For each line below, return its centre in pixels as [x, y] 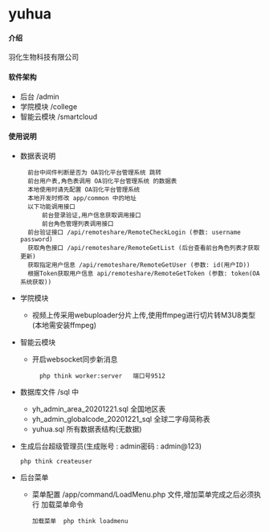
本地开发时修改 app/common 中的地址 [82, 198]
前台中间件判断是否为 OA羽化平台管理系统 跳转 [95, 172]
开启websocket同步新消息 [75, 359]
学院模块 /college [49, 106]
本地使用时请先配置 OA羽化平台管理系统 [84, 190]
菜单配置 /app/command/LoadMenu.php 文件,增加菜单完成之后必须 [143, 494]
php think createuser [56, 461]
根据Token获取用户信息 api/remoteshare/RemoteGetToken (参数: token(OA [144, 273]
